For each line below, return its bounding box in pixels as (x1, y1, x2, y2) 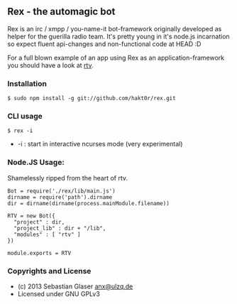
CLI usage (7, 112, 43, 121)
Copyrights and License (7, 266, 92, 276)
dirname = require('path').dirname (7, 193, 113, 201)
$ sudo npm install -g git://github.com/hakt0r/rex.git (7, 95, 176, 102)
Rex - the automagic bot (7, 6, 116, 18)
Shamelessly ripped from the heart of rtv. (7, 173, 128, 182)
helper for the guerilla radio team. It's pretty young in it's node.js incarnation (7, 32, 231, 40)
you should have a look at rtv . (7, 60, 94, 70)
